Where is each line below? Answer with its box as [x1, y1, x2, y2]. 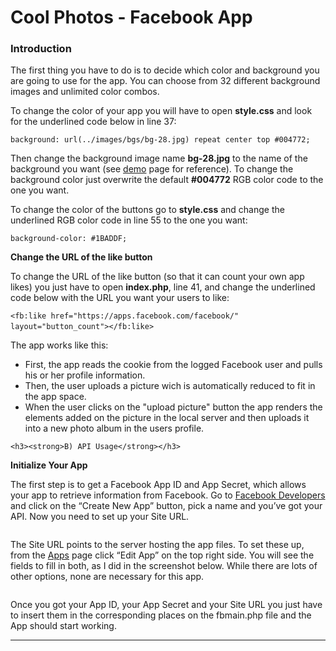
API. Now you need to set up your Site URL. [10, 511, 190, 523]
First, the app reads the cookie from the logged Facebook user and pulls [24, 359, 323, 371]
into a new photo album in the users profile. [24, 422, 205, 435]
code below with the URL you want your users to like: [10, 292, 230, 304]
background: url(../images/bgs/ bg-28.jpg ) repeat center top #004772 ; [10, 135, 311, 145]
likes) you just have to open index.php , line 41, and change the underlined [10, 281, 316, 293]
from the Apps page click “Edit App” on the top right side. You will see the [10, 549, 315, 561]
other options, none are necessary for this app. [10, 571, 205, 583]
